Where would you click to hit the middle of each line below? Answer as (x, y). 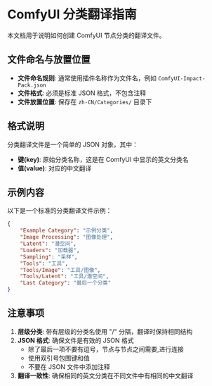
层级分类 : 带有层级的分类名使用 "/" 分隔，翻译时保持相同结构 (105, 331)
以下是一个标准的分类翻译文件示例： (60, 211)
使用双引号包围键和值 (59, 358)
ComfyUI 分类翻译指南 (72, 14)
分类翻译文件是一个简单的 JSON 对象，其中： (73, 144)
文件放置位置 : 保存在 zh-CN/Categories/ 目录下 (85, 101)
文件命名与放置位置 (49, 60)
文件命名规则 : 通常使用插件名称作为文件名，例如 (87, 77)
